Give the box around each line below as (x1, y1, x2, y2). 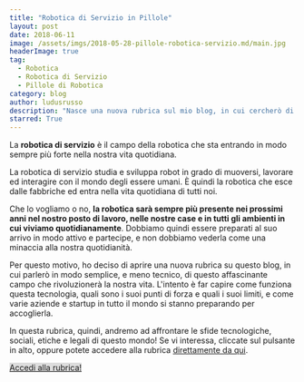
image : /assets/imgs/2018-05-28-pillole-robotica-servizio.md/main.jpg (9, 38, 286, 48)
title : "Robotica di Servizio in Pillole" (9, 13, 172, 23)
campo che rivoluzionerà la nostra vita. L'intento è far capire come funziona (9, 279, 292, 290)
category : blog (9, 89, 67, 98)
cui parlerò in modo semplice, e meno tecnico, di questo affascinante (9, 269, 268, 280)
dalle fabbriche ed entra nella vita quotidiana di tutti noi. (9, 186, 218, 197)
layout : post (9, 22, 59, 31)
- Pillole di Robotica (17, 81, 103, 90)
